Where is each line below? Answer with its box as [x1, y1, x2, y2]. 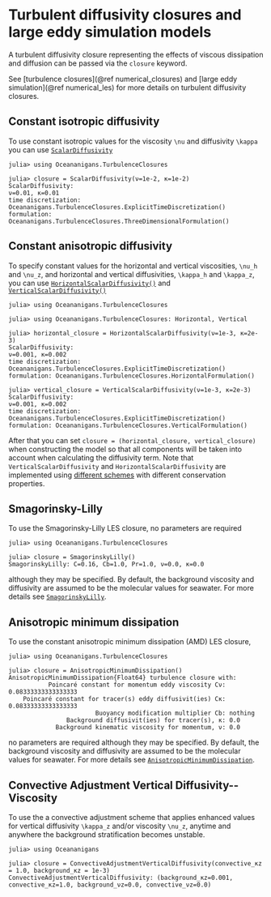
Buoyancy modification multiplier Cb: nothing [95, 709, 255, 718]
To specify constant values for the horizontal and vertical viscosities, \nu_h [8, 261, 258, 271]
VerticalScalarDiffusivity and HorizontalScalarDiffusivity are [8, 461, 227, 471]
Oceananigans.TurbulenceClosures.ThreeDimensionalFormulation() [8, 217, 230, 225]
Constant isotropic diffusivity [8, 115, 160, 129]
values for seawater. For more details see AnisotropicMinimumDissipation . [8, 755, 255, 765]
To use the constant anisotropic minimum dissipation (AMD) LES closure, [8, 637, 252, 647]
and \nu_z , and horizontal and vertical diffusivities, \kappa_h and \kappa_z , [8, 269, 255, 279]
